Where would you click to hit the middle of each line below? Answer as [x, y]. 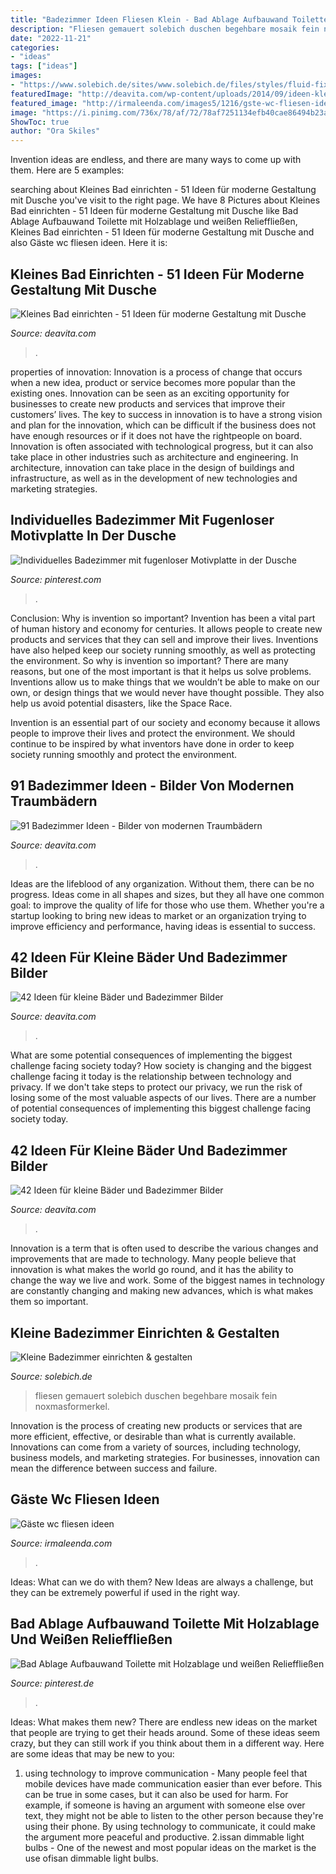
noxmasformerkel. [72, 1406]
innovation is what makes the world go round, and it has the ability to [152, 1270]
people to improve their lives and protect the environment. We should [153, 733]
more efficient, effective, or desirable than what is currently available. [153, 1436]
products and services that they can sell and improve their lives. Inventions [164, 639]
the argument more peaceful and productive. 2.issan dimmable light [164, 1837]
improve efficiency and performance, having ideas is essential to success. [163, 926]
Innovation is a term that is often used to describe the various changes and [164, 1248]
